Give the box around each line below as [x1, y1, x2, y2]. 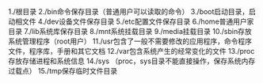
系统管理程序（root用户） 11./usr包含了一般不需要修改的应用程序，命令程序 [8, 36, 252, 46]
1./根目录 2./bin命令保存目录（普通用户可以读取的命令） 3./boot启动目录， [8, 7, 250, 16]
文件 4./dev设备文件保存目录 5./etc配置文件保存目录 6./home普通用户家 [21, 17, 254, 26]
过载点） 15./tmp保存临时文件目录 [8, 66, 118, 75]
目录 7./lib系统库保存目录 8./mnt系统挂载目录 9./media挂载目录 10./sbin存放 [8, 27, 252, 36]
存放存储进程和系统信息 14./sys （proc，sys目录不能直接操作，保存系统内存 [8, 56, 256, 66]
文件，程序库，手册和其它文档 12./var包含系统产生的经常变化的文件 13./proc [8, 47, 255, 55]
